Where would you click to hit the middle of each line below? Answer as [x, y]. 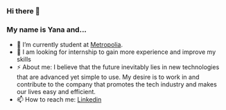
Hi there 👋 [24, 11]
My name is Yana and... [47, 29]
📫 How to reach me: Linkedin [59, 100]
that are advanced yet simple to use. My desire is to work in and [108, 77]
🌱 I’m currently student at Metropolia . [69, 45]
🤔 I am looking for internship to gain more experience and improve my [116, 52]
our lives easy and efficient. [56, 92]
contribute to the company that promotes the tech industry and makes [117, 84]
